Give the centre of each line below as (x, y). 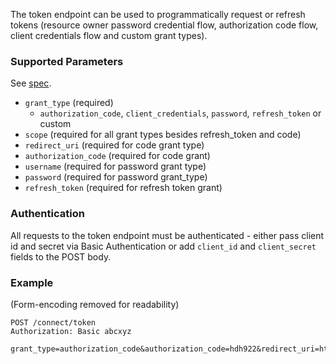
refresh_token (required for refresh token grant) (123, 188)
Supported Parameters (67, 61)
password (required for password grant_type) (116, 177)
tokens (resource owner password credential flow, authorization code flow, (164, 25)
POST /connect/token (53, 322)
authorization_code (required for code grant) (117, 156)
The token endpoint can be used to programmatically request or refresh (158, 14)
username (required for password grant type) (115, 166)
